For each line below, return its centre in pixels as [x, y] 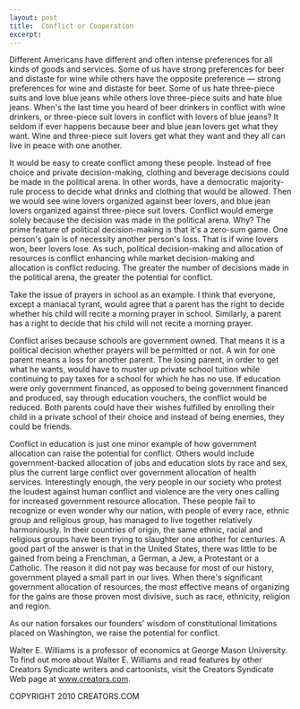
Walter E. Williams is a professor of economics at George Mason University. [149, 651]
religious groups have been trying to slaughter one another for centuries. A [147, 539]
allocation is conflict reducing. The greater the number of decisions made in [149, 268]
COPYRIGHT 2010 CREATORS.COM [75, 696]
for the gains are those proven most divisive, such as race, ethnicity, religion [150, 597]
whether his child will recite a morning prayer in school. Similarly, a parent [146, 314]
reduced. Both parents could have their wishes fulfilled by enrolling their [142, 407]
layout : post [34, 18]
